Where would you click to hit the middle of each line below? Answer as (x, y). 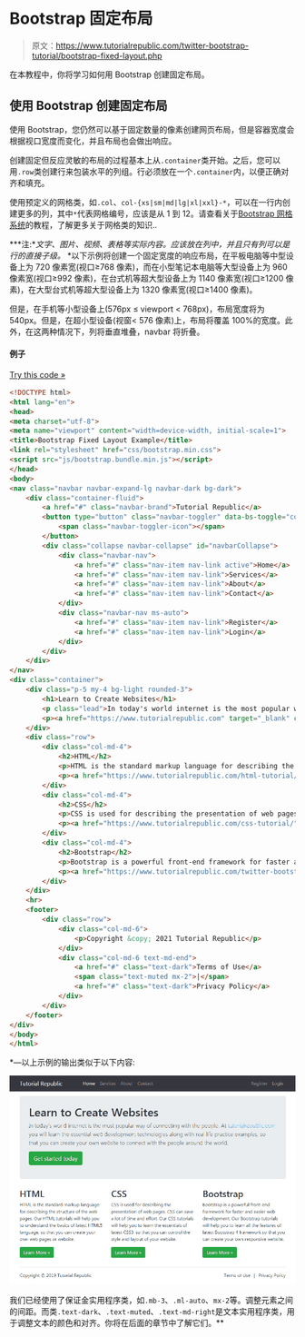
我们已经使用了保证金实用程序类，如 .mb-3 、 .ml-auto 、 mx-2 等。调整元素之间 (151, 1301)
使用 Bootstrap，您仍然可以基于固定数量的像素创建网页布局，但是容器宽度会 (152, 129)
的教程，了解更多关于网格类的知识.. (92, 224)
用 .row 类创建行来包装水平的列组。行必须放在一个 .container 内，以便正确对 (149, 171)
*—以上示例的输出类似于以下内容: (73, 1063)
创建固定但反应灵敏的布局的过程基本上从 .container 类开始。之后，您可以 (145, 160)
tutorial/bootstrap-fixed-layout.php (97, 55)
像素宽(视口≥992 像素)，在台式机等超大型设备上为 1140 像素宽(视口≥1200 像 (152, 278)
